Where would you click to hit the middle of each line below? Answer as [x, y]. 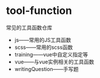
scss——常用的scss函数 [44, 47]
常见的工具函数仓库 [29, 27]
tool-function [39, 11]
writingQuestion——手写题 [46, 69]
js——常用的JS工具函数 [43, 40]
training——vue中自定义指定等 [51, 54]
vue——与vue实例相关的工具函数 [54, 62]
